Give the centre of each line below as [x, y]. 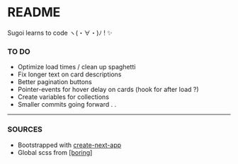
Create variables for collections [63, 97]
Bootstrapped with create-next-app [69, 145]
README [34, 12]
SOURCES [25, 129]
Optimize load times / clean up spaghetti [76, 67]
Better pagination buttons [55, 82]
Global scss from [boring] [55, 152]
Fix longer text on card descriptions [69, 74]
